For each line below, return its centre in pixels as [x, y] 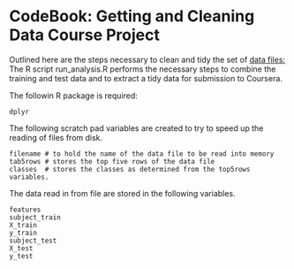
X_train [23, 225]
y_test [21, 256]
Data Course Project [85, 35]
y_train [23, 233]
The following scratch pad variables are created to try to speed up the [136, 128]
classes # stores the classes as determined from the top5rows [130, 169]
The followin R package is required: [74, 96]
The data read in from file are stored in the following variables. [122, 193]
